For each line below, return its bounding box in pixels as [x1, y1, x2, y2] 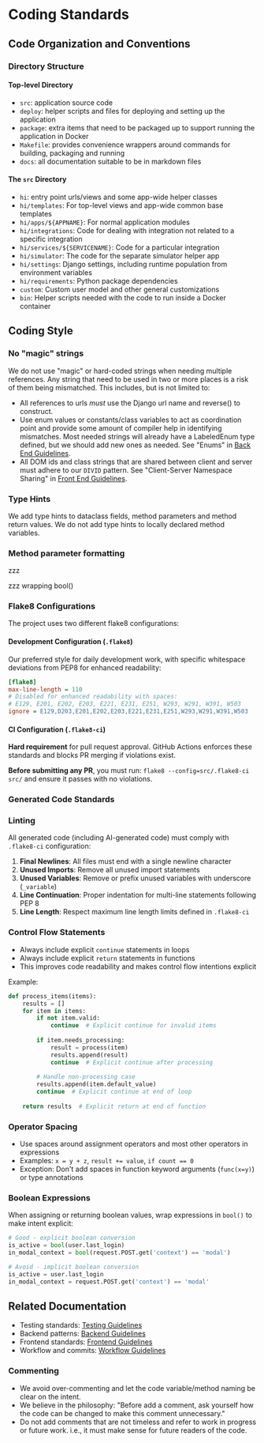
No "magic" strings [8, 348, 84, 359]
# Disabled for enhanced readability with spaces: [8, 693, 178, 701]
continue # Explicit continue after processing [50, 1058, 214, 1066]
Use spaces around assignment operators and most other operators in [19, 1140, 248, 1149]
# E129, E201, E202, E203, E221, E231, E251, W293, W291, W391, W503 [8, 700, 242, 708]
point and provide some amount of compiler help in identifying [19, 423, 222, 432]
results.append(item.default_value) [36, 1080, 157, 1088]
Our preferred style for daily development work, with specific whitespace [8, 654, 246, 664]
